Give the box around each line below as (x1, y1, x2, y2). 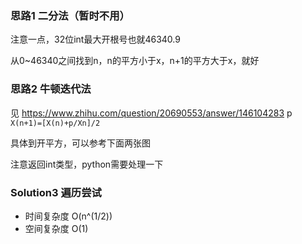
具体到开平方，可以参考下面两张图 (10, 137, 151, 149)
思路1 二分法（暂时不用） (10, 8, 130, 22)
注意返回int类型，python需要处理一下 (10, 158, 164, 170)
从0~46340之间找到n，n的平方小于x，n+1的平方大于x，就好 (10, 55, 260, 67)
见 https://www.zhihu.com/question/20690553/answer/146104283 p (10, 107, 293, 119)
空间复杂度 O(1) (24, 222, 89, 234)
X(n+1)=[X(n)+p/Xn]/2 (10, 118, 101, 128)
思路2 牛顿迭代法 (10, 82, 92, 96)
